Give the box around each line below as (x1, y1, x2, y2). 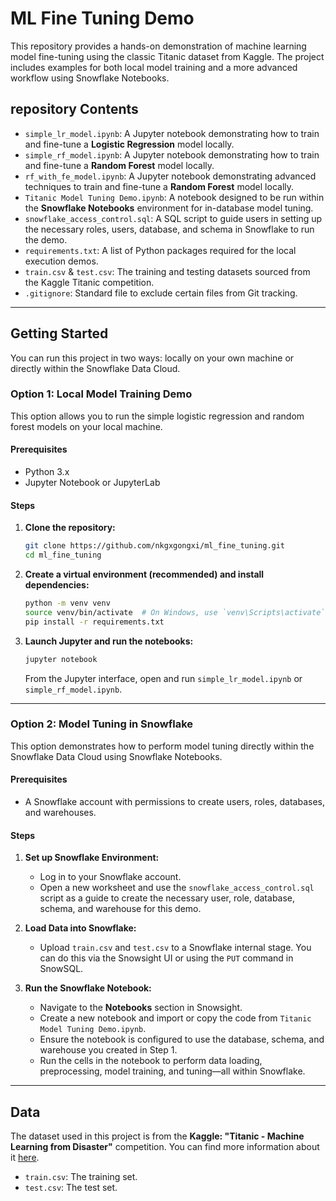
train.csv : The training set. (24, 1171, 138, 1183)
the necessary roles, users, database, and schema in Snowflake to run (24, 223, 315, 235)
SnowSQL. (39, 963, 84, 975)
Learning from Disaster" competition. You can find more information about (10, 1141, 320, 1153)
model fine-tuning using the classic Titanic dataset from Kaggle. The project (10, 50, 325, 62)
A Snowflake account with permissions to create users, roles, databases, (24, 796, 325, 808)
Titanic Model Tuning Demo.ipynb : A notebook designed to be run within (24, 191, 325, 203)
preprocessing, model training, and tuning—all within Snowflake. (39, 1065, 306, 1077)
